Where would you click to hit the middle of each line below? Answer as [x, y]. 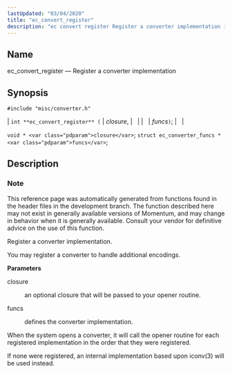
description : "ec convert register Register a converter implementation [114, 26]
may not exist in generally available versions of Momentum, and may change [116, 213]
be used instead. [31, 363]
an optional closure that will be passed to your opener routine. [113, 295]
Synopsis [28, 93]
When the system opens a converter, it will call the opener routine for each [113, 335]
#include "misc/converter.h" [49, 108]
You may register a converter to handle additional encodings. [94, 255]
